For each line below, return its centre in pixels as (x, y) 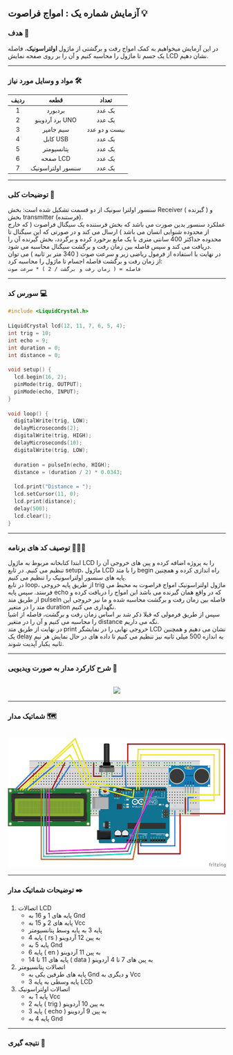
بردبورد (56, 110)
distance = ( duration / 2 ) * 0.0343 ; (68, 472)
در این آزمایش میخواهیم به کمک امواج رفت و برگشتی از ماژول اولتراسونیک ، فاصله (113, 48)
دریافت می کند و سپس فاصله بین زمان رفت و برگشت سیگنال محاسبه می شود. (110, 247)
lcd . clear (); (33, 516)
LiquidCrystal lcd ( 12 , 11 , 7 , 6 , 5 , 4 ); (67, 326)
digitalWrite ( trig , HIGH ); (53, 436)
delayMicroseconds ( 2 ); (47, 428)
